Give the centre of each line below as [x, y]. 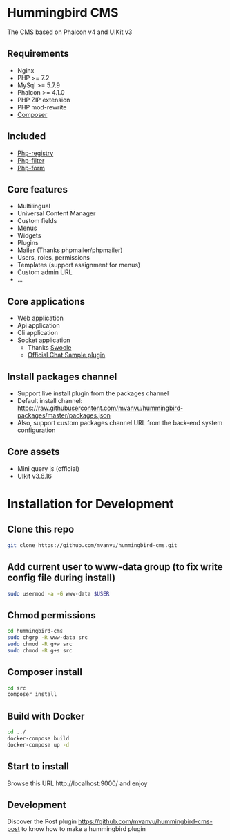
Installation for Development [90, 504]
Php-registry [35, 153]
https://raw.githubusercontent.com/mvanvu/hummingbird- [100, 408]
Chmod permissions [52, 615]
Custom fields [37, 221]
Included [27, 136]
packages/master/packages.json [64, 415]
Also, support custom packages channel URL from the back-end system [120, 423]
